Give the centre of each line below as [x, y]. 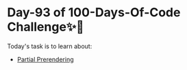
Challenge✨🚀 [46, 27]
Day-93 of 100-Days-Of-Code [94, 13]
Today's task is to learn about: [50, 46]
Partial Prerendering [45, 59]
